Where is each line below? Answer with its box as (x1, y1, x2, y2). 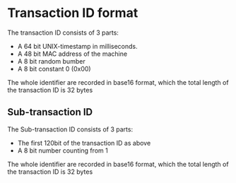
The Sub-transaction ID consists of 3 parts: (7, 125, 133, 134)
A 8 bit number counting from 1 (17, 146, 108, 155)
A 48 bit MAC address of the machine (17, 49, 128, 58)
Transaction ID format (7, 5, 138, 21)
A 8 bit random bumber (17, 57, 86, 65)
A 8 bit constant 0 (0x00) (17, 64, 91, 73)
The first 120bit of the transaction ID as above (17, 138, 151, 147)
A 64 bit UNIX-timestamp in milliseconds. (17, 42, 138, 50)
